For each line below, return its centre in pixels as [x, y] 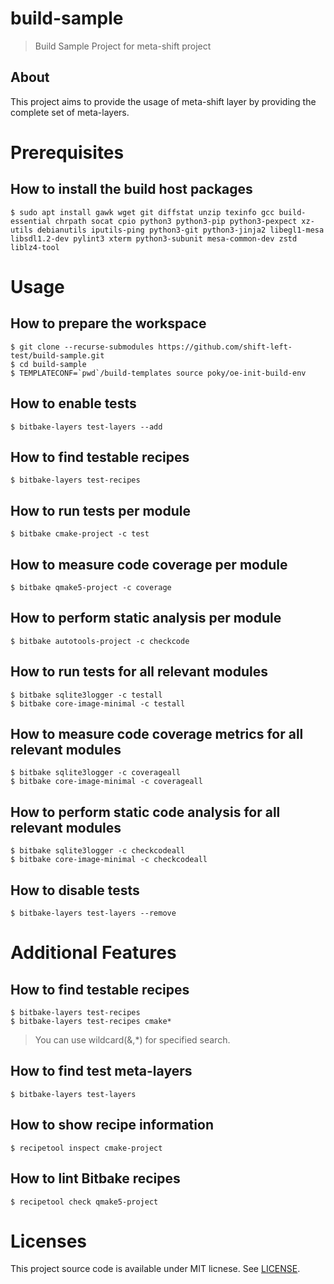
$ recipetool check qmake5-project [84, 1202]
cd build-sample [53, 364]
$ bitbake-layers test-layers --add [86, 427]
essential [31, 221]
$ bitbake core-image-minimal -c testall [98, 703]
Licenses [49, 1241]
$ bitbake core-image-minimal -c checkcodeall [109, 860]
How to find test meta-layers [101, 1071]
